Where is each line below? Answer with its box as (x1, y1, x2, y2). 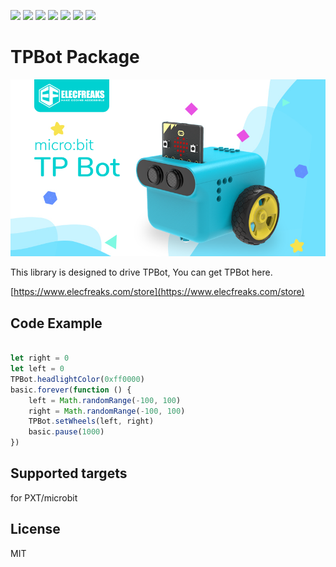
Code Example (10, 315, 103, 332)
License (10, 521, 61, 538)
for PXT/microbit (10, 491, 78, 504)
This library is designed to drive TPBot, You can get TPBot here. (10, 266, 273, 279)
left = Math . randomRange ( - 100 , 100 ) (28, 395, 182, 405)
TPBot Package (10, 46, 140, 69)
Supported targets (10, 465, 128, 482)
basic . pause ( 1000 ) (28, 427, 105, 437)
